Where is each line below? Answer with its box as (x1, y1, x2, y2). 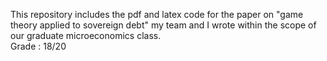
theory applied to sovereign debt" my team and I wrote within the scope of (10, 19, 317, 31)
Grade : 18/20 (10, 40, 67, 52)
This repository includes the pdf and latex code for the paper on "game (10, 9, 304, 20)
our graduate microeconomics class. (10, 30, 162, 41)
